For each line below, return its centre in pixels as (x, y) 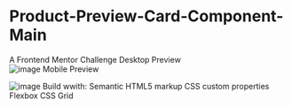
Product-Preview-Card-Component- (146, 16)
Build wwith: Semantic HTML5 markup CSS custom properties (156, 86)
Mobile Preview (71, 69)
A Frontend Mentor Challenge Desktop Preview (95, 59)
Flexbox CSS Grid (41, 96)
